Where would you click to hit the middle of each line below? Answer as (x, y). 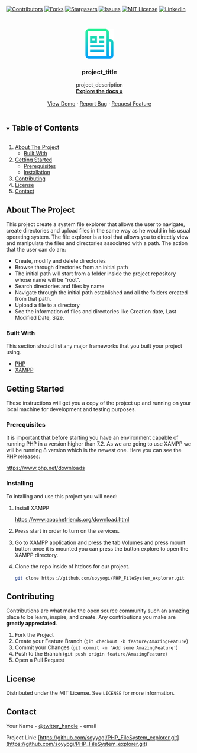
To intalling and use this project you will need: (62, 496)
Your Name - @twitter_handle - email (51, 726)
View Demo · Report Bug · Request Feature (99, 104)
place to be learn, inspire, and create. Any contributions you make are (91, 617)
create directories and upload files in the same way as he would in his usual (98, 230)
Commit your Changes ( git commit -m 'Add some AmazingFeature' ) (96, 647)
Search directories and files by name (59, 286)
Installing (20, 484)
